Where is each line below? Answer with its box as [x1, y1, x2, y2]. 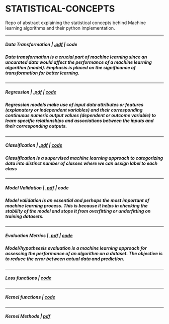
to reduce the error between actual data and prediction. [5, 256, 125, 262]
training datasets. [5, 213, 44, 219]
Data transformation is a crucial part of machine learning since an [5, 54, 147, 60]
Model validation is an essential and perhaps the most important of [5, 197, 149, 203]
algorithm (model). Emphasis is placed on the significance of [5, 64, 136, 70]
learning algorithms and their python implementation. [5, 25, 115, 31]
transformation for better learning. [5, 70, 79, 76]
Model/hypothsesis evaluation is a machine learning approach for [5, 245, 147, 251]
